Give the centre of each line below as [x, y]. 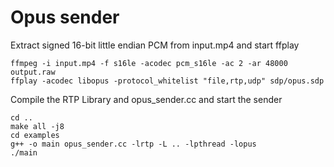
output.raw [33, 72]
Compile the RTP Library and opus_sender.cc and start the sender [146, 99]
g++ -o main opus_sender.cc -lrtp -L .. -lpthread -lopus [133, 144]
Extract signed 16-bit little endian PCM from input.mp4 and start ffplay [155, 45]
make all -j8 [37, 126]
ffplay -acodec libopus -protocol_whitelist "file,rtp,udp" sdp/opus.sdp [167, 81]
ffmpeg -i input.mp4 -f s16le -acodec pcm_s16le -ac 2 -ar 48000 [149, 63]
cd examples [35, 135]
